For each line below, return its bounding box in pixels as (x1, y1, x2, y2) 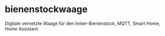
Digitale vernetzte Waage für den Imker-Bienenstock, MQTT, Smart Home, (5, 20, 160, 26)
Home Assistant (5, 25, 38, 31)
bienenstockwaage (5, 4, 88, 15)
